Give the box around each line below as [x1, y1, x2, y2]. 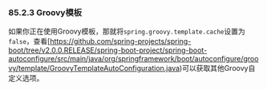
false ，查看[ [8, 37, 51, 46]
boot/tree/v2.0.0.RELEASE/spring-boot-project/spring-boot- [8, 45, 208, 55]
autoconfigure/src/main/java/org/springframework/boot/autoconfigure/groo [8, 54, 259, 64]
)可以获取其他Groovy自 [179, 64, 256, 73]
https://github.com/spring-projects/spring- [49, 37, 192, 46]
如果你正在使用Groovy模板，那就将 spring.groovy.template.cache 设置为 [8, 26, 246, 37]
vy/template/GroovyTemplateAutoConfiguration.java [8, 64, 180, 73]
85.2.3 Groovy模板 [8, 6, 83, 18]
